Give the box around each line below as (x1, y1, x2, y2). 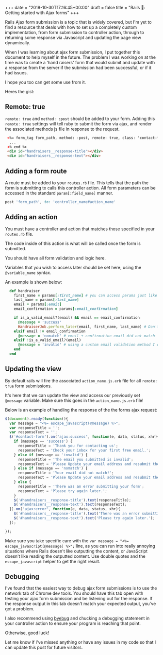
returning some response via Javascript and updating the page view (5, 34, 142, 40)
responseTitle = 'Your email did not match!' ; (17, 470, 114, 476)
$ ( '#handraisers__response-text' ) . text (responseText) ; (14, 502, 127, 507)
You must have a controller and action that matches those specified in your (5, 226, 155, 232)
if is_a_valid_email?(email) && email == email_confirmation (14, 315, 140, 320)
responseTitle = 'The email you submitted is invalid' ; (17, 457, 133, 462)
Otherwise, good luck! (5, 630, 49, 636)
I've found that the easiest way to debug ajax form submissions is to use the (5, 586, 157, 591)
